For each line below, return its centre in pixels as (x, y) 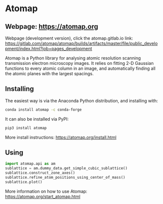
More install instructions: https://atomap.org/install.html (61, 137)
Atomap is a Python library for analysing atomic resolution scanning (73, 58)
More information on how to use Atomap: (46, 191)
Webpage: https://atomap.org (52, 27)
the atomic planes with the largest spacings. (50, 73)
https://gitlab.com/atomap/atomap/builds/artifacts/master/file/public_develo (81, 43)
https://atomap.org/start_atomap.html (43, 196)
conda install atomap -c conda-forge (43, 110)
